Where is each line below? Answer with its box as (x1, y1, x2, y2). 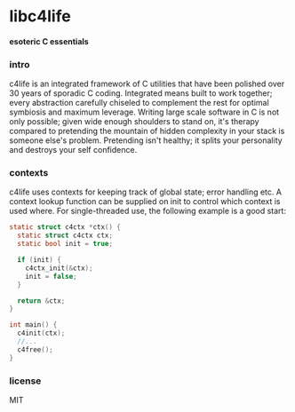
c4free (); (17, 345, 53, 354)
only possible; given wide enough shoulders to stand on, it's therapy (9, 116, 259, 127)
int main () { (9, 321, 58, 329)
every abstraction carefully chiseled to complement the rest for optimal (9, 98, 269, 108)
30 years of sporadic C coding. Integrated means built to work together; (9, 88, 273, 99)
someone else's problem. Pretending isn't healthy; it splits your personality (9, 135, 283, 146)
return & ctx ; (17, 296, 66, 305)
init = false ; (25, 272, 77, 281)
